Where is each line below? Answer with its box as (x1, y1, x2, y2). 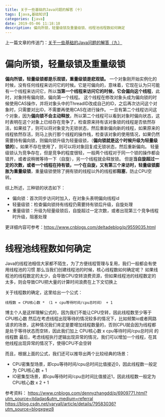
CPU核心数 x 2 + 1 (12, 380, 49, 385)
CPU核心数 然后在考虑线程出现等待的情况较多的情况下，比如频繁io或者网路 (5, 316, 157, 321)
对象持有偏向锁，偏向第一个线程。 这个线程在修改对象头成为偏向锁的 (13, 95, 153, 100)
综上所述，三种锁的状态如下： (5, 185, 65, 191)
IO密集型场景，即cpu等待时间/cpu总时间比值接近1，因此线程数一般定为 (12, 374, 156, 379)
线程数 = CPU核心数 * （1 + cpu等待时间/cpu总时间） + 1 (5, 300, 113, 305)
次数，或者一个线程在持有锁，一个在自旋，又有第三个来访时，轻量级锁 (13, 162, 156, 168)
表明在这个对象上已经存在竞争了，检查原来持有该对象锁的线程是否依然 (9, 119, 151, 125)
